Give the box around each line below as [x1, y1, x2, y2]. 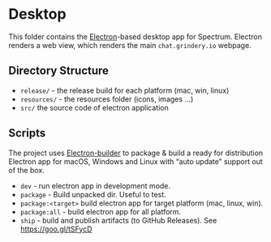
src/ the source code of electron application [19, 102, 169, 112]
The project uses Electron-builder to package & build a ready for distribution [8, 148, 264, 158]
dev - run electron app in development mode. [19, 180, 171, 191]
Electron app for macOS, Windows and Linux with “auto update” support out [8, 156, 264, 166]
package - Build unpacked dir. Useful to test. [19, 189, 166, 199]
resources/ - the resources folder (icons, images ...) [19, 94, 194, 104]
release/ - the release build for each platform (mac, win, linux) [19, 85, 230, 95]
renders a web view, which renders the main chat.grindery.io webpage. [8, 40, 252, 50]
